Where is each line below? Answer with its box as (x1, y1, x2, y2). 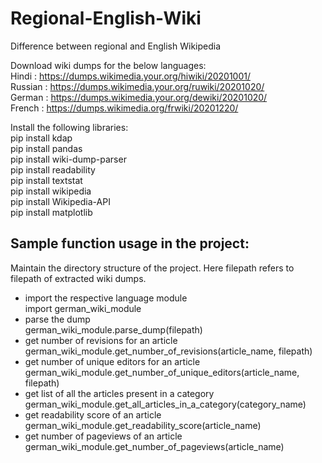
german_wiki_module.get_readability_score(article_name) (24, 419, 262, 431)
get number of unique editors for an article (24, 355, 201, 367)
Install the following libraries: (10, 121, 129, 133)
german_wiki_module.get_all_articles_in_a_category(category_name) (24, 398, 307, 410)
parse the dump (24, 313, 91, 325)
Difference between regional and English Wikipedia (10, 40, 222, 52)
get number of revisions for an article (24, 334, 178, 346)
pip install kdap (10, 132, 73, 144)
